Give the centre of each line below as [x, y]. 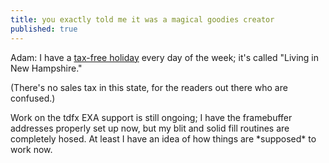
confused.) [33, 98]
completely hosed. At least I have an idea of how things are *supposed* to [163, 138]
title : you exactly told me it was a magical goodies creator [142, 19]
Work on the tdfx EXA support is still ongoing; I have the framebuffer [151, 117]
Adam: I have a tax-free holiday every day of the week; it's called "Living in [165, 57]
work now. [31, 149]
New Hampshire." [46, 68]
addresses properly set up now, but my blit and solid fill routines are [150, 128]
